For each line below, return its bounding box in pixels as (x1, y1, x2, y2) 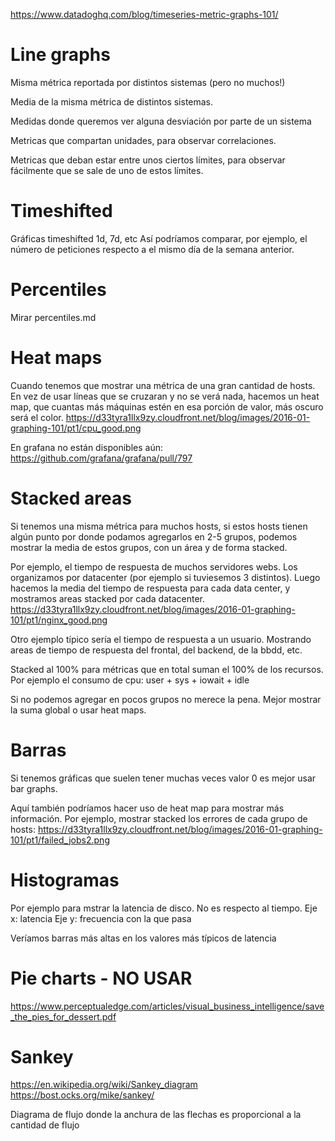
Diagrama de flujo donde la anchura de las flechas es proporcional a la (10, 1109, 302, 1121)
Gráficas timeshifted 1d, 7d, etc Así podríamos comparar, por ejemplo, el (10, 232, 308, 244)
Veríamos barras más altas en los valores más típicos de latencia (10, 932, 277, 944)
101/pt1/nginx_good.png (10, 614, 108, 626)
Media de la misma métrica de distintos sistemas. (10, 95, 214, 108)
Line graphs (10, 44, 111, 66)
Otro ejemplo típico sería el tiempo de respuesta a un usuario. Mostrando (10, 633, 312, 645)
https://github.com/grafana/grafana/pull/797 (10, 452, 193, 464)
